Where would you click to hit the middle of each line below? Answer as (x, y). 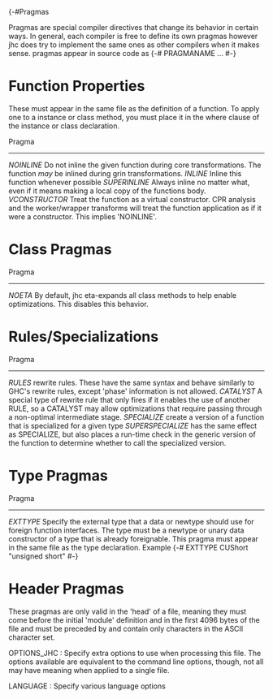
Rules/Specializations (84, 337)
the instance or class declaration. (64, 126)
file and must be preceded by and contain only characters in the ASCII (126, 628)
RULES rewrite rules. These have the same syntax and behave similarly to (131, 382)
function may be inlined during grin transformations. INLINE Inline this (125, 173)
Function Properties (77, 86)
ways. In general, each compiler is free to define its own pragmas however (133, 36)
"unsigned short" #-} (43, 556)
